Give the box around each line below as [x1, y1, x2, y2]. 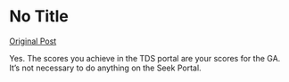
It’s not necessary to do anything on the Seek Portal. [9, 62, 202, 73]
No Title [9, 6, 70, 27]
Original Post [9, 36, 57, 46]
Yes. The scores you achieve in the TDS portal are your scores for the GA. [9, 53, 281, 63]
